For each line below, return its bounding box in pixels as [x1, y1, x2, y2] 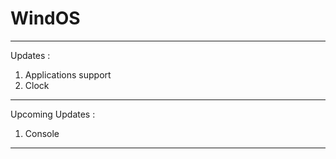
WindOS [10, 7, 81, 30]
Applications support [24, 68, 112, 81]
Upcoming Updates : [10, 108, 96, 120]
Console [24, 127, 60, 139]
